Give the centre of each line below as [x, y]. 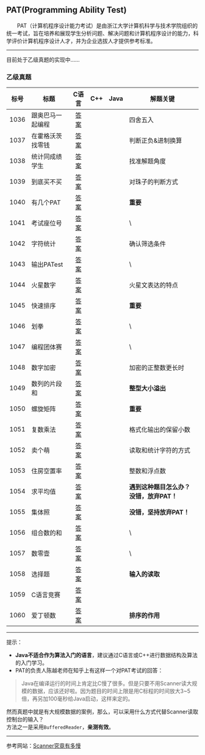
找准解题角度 [147, 162]
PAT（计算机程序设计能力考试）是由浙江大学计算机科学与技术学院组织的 [107, 25]
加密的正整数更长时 [156, 368]
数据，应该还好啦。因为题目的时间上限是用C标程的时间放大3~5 [111, 691]
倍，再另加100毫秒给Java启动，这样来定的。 [77, 699]
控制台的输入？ [25, 720]
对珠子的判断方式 [153, 182]
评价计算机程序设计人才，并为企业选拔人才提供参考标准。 [84, 41]
